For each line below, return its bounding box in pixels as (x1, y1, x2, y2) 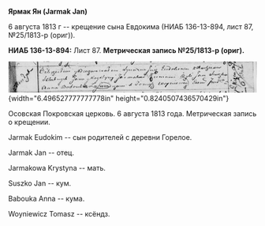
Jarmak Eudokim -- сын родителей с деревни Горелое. (8, 133, 192, 142)
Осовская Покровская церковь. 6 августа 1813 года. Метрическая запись (8, 109, 257, 119)
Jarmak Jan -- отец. (8, 148, 75, 157)
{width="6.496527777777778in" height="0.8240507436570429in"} (8, 94, 230, 104)
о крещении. (8, 118, 51, 127)
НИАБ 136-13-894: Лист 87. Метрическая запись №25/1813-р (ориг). (8, 46, 244, 55)
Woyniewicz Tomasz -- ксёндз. (8, 209, 110, 219)
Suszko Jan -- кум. (8, 179, 72, 188)
